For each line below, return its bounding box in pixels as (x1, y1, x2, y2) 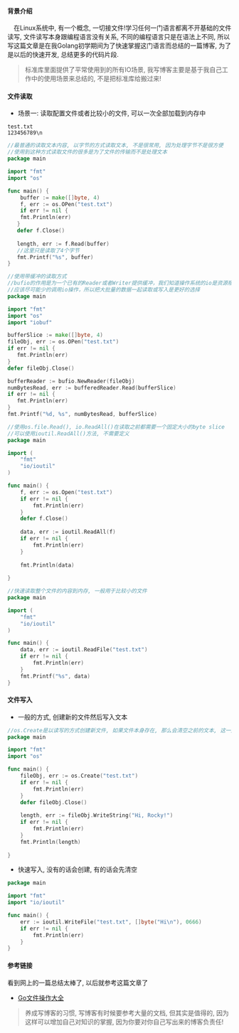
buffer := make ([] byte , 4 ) (20, 194, 100, 201)
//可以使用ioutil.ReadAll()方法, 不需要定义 (7, 430, 129, 437)
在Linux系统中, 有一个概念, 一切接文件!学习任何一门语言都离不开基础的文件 (14, 23, 232, 32)
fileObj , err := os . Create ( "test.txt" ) (20, 772, 139, 780)
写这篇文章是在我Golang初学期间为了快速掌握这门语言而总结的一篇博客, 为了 (7, 41, 231, 50)
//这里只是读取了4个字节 (16, 247, 80, 254)
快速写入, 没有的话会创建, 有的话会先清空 (17, 865, 137, 874)
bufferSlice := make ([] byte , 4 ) (7, 331, 103, 339)
